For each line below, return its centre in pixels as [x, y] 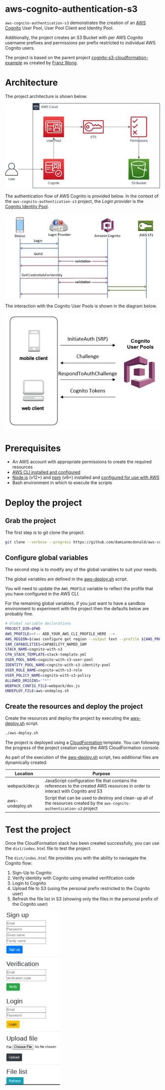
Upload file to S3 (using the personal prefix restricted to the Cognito [81, 889]
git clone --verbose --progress [38, 542]
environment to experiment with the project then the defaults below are [77, 609]
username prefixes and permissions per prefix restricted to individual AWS [80, 42]
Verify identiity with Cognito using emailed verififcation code [73, 878]
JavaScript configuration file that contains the [91, 780]
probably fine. [19, 614]
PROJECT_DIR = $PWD [23, 628]
